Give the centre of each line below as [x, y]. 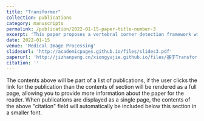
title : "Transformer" [34, 12]
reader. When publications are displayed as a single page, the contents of [98, 99]
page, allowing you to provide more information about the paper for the [95, 93]
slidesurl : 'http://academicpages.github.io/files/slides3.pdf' [89, 52]
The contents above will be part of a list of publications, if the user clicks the [102, 80]
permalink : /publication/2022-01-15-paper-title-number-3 [81, 29]
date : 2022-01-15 [28, 40]
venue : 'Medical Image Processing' [51, 46]
